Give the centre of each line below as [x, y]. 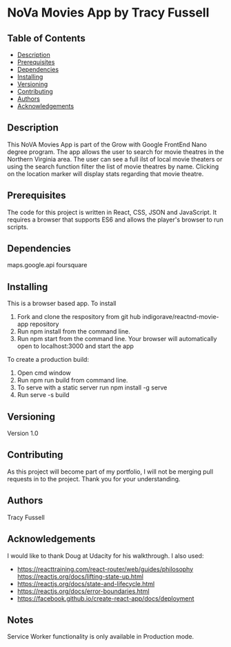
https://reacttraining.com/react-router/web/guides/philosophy [105, 569]
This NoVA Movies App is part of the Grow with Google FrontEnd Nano [107, 144]
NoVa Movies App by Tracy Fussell [108, 13]
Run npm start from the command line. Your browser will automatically [117, 339]
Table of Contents [47, 38]
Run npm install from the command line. [74, 331]
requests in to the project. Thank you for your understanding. [94, 479]
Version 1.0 [23, 434]
